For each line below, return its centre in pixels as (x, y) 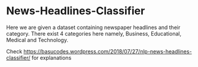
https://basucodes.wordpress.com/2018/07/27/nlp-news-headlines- (108, 51)
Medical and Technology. (37, 40)
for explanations (51, 58)
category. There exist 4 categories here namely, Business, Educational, (94, 33)
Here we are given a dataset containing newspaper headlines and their (93, 27)
